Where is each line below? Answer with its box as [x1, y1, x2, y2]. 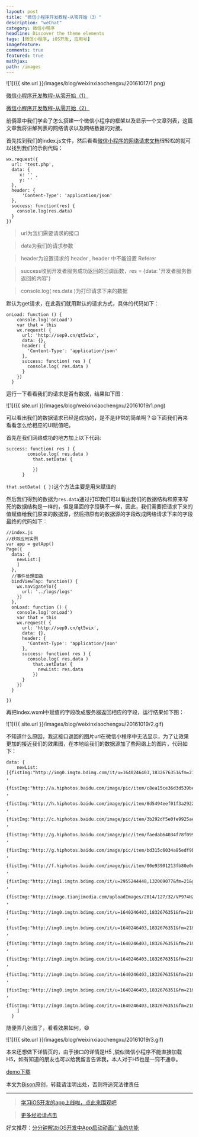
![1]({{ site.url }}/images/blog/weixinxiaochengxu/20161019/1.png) [6, 402, 166, 409]
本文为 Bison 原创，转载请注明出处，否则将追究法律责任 [6, 1081, 139, 1088]
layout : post [6, 8, 38, 15]
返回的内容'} [20, 275, 51, 282]
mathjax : [6, 58, 28, 64]
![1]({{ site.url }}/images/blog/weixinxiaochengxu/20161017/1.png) [6, 80, 166, 87]
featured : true [6, 53, 44, 59]
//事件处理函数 [11, 574, 43, 579]
